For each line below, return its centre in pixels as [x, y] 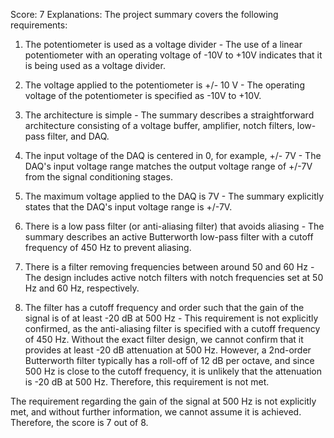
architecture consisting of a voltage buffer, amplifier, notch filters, [159, 125]
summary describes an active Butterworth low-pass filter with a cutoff [169, 237]
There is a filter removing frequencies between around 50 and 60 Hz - [169, 267]
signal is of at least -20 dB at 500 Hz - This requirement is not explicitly [171, 318]
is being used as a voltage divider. [95, 65]
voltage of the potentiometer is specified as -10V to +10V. [143, 95]
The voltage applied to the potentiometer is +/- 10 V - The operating [164, 85]
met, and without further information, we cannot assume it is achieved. [156, 412]
